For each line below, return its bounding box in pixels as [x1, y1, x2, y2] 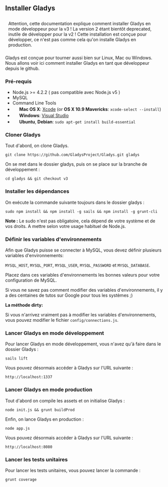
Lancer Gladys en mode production [5, 386, 92, 393]
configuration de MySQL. [5, 277, 57, 283]
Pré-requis [5, 78, 32, 85]
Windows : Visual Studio [19, 112, 69, 118]
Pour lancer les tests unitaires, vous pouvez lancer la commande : [5, 467, 141, 473]
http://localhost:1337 [5, 375, 52, 380]
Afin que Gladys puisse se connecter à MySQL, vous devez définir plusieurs [5, 247, 161, 253]
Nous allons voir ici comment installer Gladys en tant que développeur [5, 60, 150, 66]
